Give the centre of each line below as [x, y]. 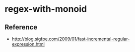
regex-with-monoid [46, 9]
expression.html [28, 44]
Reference [21, 27]
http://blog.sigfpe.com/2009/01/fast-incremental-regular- [71, 39]
